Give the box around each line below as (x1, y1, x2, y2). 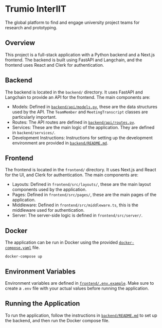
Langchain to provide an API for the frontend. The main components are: (5, 94, 151, 100)
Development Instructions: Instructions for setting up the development (12, 135, 153, 141)
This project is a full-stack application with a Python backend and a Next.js (5, 52, 155, 57)
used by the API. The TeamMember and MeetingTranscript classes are (12, 109, 148, 115)
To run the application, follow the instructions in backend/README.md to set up (5, 312, 157, 318)
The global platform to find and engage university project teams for (5, 19, 140, 25)
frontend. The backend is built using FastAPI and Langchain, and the (5, 57, 143, 63)
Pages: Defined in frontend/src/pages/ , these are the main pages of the (12, 192, 157, 198)
